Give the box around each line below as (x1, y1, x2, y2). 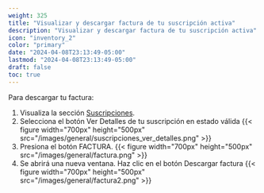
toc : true (8, 71, 41, 79)
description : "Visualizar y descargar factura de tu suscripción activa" (8, 26, 258, 34)
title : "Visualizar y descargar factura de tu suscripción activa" (8, 19, 236, 27)
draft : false (8, 64, 52, 71)
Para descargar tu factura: (8, 92, 94, 102)
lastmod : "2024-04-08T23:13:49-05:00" (8, 56, 136, 64)
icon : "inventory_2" (8, 33, 77, 42)
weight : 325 (8, 11, 48, 20)
